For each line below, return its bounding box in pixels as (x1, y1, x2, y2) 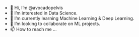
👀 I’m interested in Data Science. (10, 10, 78, 16)
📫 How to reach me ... (10, 26, 57, 32)
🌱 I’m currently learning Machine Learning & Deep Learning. (10, 15, 134, 21)
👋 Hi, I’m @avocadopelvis (10, 5, 63, 10)
